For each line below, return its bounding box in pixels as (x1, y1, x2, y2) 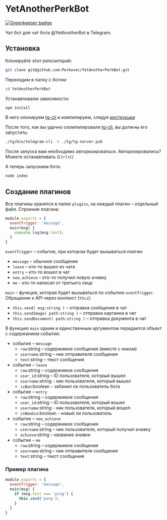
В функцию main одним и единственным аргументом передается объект (5, 325, 162, 332)
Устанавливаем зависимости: (5, 96, 70, 102)
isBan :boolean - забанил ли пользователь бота (20, 384, 120, 390)
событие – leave (12, 362, 47, 368)
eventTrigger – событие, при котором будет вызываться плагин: (5, 249, 144, 255)
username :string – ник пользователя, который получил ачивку (20, 427, 151, 433)
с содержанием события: (5, 330, 61, 337)
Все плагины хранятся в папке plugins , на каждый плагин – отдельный (5, 201, 158, 207)
